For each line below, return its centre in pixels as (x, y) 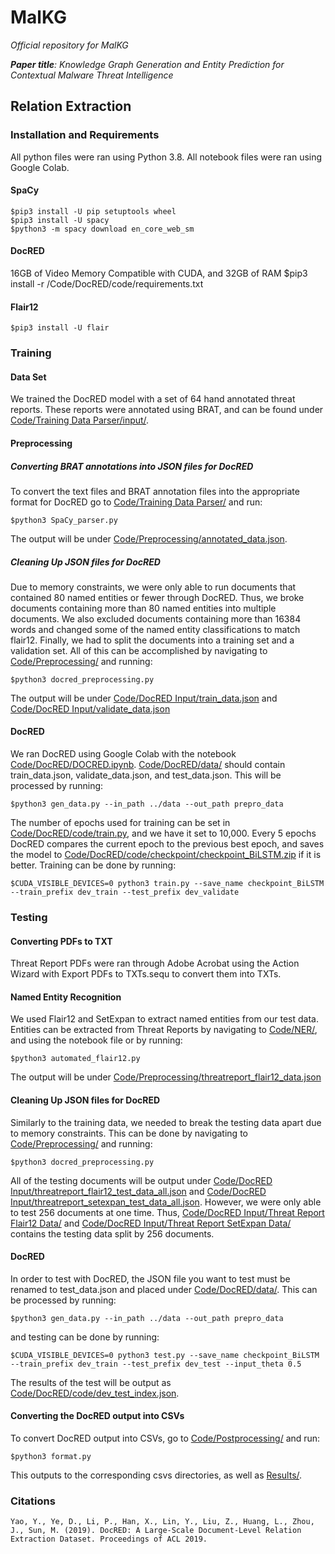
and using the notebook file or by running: (96, 1040)
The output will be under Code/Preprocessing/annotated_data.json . (149, 538)
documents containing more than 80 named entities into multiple (143, 608)
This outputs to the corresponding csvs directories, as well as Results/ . (156, 1475)
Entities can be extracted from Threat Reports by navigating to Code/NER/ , (164, 1030)
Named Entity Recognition (66, 997)
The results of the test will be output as (91, 1382)
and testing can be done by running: (85, 1337)
